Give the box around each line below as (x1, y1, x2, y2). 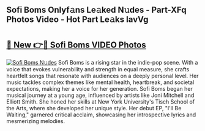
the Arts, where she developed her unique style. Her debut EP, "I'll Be (6, 105, 182, 112)
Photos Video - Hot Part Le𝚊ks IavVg (6, 15, 149, 25)
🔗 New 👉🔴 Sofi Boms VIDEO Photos (6, 40, 147, 50)
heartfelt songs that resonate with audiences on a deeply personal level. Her (6, 73, 199, 79)
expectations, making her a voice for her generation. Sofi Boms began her (6, 85, 193, 92)
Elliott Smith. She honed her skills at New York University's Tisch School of (6, 98, 195, 105)
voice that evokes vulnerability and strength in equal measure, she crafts (6, 66, 190, 73)
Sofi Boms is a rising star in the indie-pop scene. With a (58, 59, 198, 66)
